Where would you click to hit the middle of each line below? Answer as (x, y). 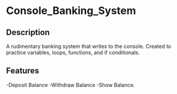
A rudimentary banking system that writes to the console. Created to (89, 46)
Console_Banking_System (71, 11)
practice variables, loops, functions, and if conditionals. (73, 53)
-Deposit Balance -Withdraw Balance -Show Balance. (71, 85)
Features (23, 71)
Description (28, 32)
